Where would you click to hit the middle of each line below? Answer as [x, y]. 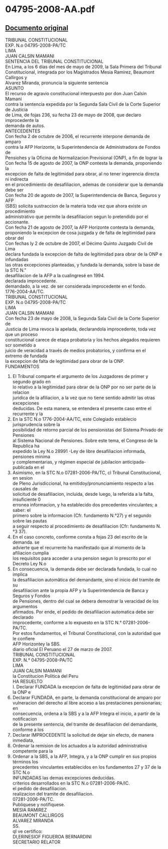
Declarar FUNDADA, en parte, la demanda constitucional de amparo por [87, 697]
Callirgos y [16, 77]
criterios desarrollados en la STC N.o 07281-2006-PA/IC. [71, 783]
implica [20, 574]
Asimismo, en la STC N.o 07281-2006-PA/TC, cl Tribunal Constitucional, [87, 473]
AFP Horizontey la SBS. [37, 644]
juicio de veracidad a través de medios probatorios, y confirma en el [76, 350]
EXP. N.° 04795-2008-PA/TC [42, 660]
